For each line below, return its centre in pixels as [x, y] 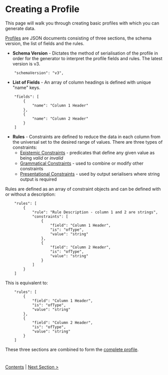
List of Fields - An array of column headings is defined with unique [82, 82]
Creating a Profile [42, 9]
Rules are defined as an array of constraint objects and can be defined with [83, 189]
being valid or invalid [42, 158]
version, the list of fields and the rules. [45, 43]
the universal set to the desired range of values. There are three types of [88, 142]
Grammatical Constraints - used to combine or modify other [82, 163]
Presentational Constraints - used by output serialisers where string [90, 174]
